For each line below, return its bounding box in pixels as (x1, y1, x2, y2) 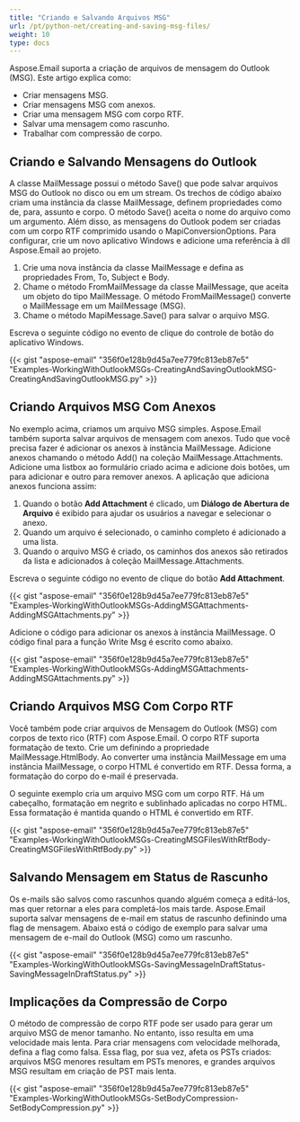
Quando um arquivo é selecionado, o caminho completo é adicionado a (22, 527, 287, 538)
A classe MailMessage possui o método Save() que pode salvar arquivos (9, 178, 278, 189)
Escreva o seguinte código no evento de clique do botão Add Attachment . (9, 573, 286, 583)
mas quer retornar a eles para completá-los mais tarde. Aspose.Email (9, 903, 266, 913)
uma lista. (22, 536, 58, 547)
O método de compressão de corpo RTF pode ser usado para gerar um (9, 1018, 273, 1029)
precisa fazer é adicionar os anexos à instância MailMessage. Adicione (9, 442, 271, 453)
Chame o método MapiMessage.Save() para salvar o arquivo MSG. (22, 310, 269, 321)
